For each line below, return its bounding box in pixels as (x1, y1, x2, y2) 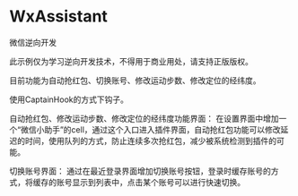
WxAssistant (9, 6, 108, 27)
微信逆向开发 (9, 37, 57, 47)
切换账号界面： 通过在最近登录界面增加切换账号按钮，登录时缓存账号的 (9, 166, 271, 176)
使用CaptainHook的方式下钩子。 (9, 94, 128, 105)
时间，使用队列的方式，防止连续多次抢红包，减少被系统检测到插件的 (24, 135, 276, 146)
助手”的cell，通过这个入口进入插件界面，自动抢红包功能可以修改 (44, 124, 281, 135)
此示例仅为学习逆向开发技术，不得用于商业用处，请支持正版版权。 (9, 55, 253, 66)
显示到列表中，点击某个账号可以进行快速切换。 (71, 176, 245, 187)
